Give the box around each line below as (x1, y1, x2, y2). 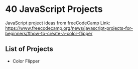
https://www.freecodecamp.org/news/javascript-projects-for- (5, 25, 133, 31)
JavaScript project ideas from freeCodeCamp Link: (5, 20, 110, 26)
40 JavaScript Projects (5, 3, 103, 15)
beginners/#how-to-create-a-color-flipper (5, 30, 93, 36)
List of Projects (5, 45, 54, 53)
